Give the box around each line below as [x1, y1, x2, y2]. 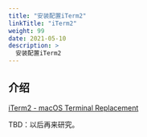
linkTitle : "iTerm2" [8, 19, 78, 27]
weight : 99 [8, 27, 45, 35]
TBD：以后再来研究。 [8, 119, 80, 129]
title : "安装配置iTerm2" [8, 11, 87, 20]
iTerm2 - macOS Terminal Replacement [8, 102, 139, 113]
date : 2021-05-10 [8, 34, 67, 43]
